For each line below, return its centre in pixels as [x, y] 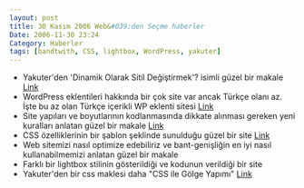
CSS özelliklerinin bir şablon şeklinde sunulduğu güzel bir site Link [146, 135]
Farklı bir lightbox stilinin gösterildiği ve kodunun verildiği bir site [142, 164]
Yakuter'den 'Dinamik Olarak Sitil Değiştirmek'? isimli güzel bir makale [153, 77]
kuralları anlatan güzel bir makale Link [93, 126]
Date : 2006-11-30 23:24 [54, 35]
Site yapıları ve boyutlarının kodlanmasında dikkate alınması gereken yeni [159, 116]
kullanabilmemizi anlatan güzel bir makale [100, 154]
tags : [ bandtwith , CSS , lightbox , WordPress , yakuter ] [115, 52]
